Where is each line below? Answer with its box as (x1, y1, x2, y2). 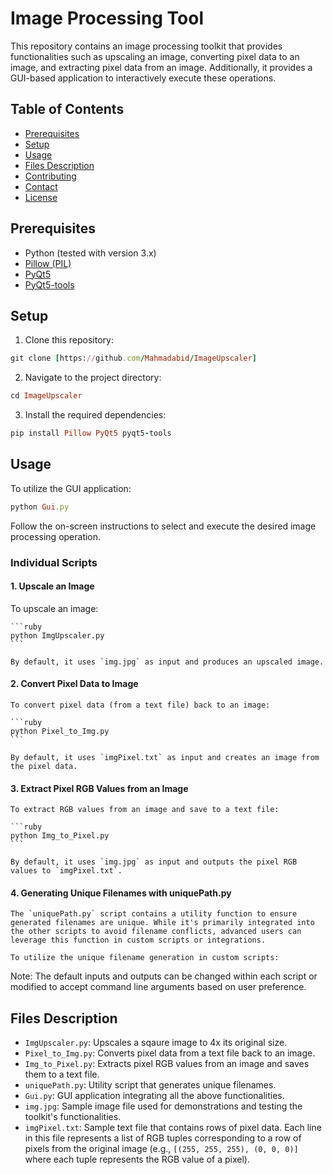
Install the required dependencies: (24, 409, 167, 421)
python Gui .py (10, 502, 70, 512)
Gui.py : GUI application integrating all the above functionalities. (24, 1090, 285, 1102)
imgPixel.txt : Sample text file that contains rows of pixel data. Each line (24, 1122, 322, 1134)
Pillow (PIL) (24, 257, 72, 269)
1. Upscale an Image (10, 580, 95, 592)
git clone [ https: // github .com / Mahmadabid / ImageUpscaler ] (10, 353, 257, 364)
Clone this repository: (24, 334, 114, 346)
